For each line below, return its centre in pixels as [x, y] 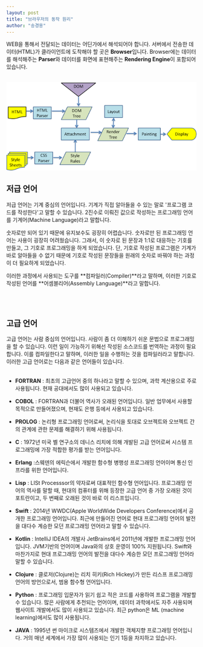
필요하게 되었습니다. [43, 262]
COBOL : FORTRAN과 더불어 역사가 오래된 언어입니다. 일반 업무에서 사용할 [103, 402]
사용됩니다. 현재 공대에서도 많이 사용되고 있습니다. [74, 389]
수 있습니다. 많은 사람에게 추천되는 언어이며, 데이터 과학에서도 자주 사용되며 [104, 602]
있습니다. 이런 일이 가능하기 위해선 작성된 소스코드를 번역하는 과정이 [105, 346]
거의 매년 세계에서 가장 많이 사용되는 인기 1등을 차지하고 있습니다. [100, 638]
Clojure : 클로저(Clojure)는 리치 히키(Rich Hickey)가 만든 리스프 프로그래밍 [104, 574]
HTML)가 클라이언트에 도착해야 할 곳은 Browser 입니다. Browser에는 [99, 52]
